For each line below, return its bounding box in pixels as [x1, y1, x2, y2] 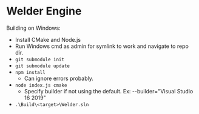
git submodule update [15, 62, 70, 69]
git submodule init [15, 56, 65, 62]
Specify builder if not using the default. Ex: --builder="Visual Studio [24, 87, 194, 95]
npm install [15, 69, 46, 75]
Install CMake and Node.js [15, 36, 81, 43]
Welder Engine [6, 4, 82, 18]
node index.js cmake [15, 82, 67, 89]
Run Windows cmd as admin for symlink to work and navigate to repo [15, 42, 189, 50]
